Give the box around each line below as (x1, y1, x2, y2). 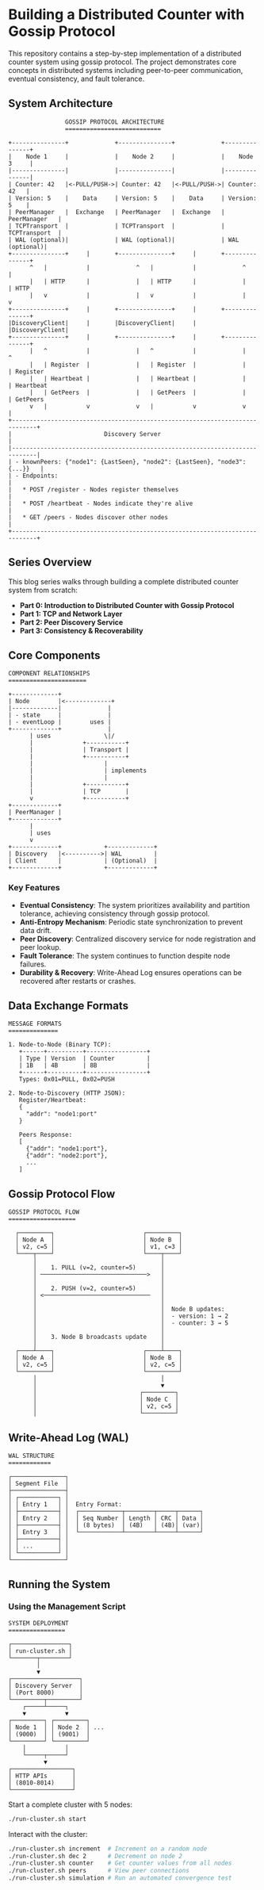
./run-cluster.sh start (8, 1815, 87, 1823)
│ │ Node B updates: (33, 1306, 225, 1314)
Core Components (8, 648, 101, 662)
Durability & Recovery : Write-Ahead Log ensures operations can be (19, 967, 243, 977)
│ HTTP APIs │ (8, 1772, 77, 1780)
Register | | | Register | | (50, 361, 247, 369)
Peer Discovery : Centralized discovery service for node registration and (19, 934, 256, 943)
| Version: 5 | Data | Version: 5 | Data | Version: (8, 194, 258, 202)
